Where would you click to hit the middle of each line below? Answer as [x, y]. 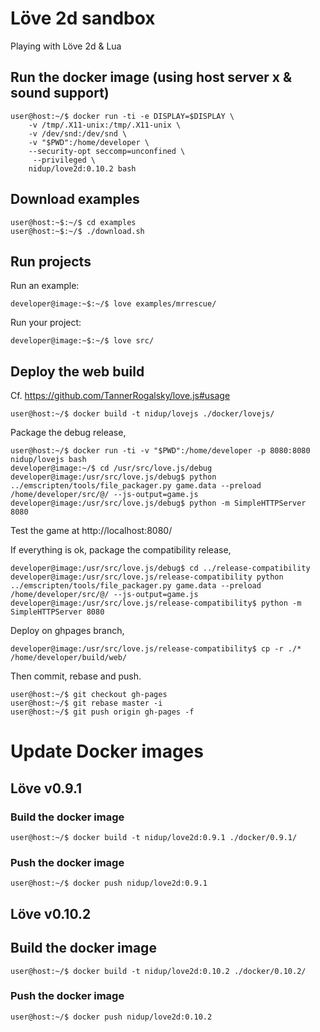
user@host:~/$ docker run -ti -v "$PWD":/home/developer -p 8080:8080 [160, 451]
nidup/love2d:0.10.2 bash [82, 168]
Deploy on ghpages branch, [67, 631]
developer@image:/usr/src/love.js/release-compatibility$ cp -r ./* [156, 649]
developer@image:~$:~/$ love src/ [82, 341]
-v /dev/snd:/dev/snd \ [78, 133]
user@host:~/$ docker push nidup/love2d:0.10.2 [111, 1017]
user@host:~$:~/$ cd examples [73, 222]
